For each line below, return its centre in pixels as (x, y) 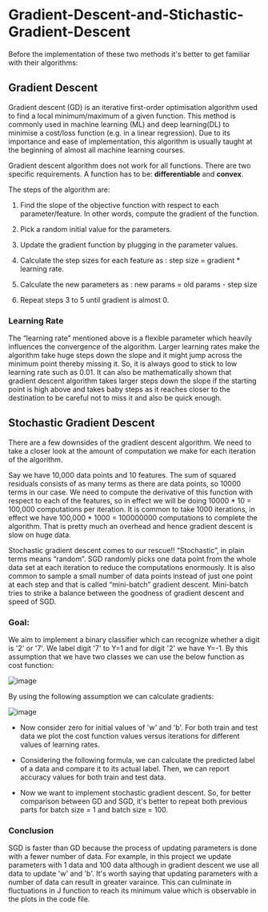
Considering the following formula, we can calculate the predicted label (138, 760)
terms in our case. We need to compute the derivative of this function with (131, 492)
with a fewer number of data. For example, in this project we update (120, 857)
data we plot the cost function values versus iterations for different (130, 736)
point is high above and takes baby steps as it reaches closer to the (119, 389)
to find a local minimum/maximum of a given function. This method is (122, 116)
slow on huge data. (40, 535)
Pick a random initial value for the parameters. (96, 229)
